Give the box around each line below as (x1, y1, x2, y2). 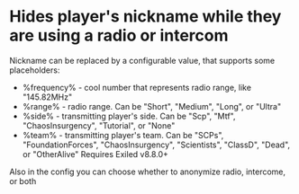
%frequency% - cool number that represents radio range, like (22, 82, 252, 93)
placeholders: (9, 65, 60, 75)
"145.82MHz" (22, 92, 73, 102)
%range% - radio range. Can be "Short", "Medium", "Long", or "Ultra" (22, 101, 282, 111)
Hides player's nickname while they (9, 6, 282, 27)
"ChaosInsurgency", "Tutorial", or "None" (22, 119, 176, 131)
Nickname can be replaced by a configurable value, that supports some (9, 55, 276, 66)
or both (9, 175, 37, 186)
